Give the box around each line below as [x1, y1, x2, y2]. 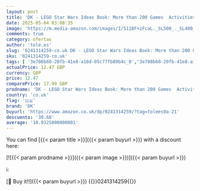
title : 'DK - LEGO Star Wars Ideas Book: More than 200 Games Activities [6, 14, 196, 20]
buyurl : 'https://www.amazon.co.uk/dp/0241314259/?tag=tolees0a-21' [6, 109, 180, 115]
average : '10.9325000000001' [6, 120, 79, 126]
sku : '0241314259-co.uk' [6, 53, 68, 59]
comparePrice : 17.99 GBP [6, 81, 68, 87]
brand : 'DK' [6, 103, 36, 109]
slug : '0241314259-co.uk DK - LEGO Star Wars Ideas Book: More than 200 [6, 48, 190, 54]
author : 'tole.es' [6, 42, 52, 48]
